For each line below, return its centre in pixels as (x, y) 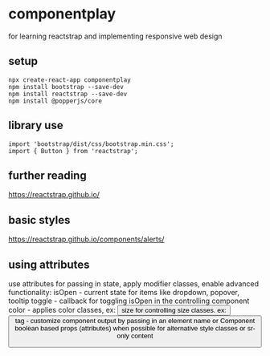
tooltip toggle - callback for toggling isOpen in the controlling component (129, 301)
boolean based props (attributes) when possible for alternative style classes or (131, 328)
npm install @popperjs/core (55, 101)
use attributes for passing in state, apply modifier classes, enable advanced (134, 284)
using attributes (49, 264)
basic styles (39, 220)
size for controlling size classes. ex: (174, 310)
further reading (47, 175)
